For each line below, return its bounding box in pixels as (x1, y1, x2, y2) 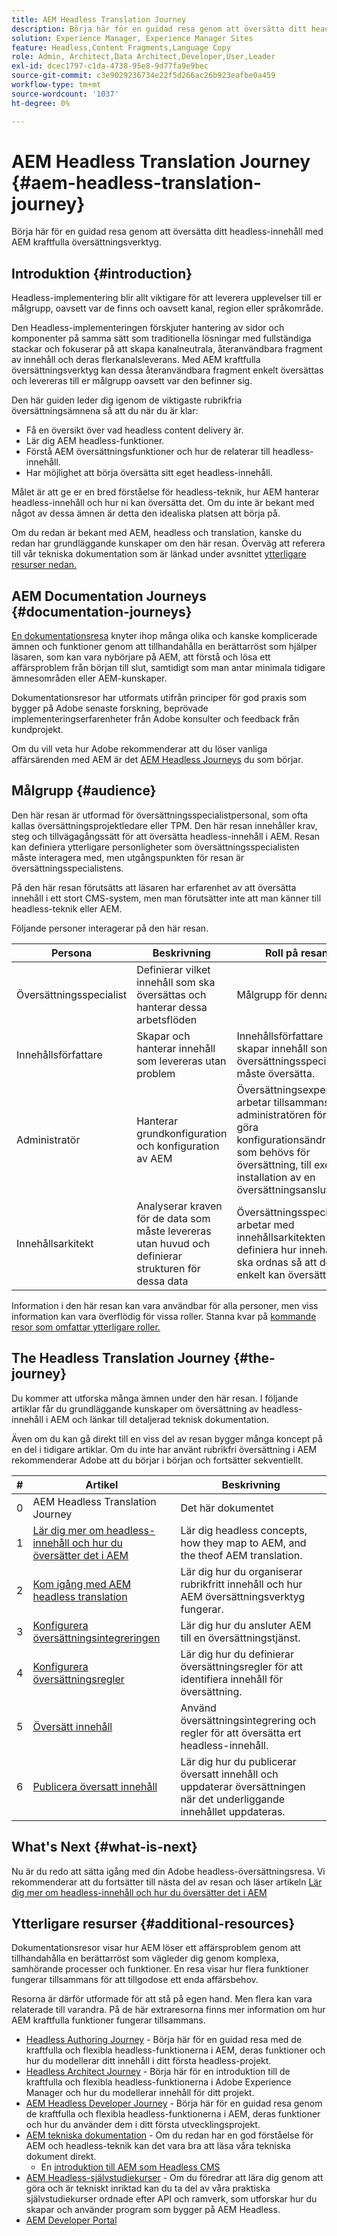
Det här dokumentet (180, 1501, 274, 1515)
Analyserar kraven (136, 1199, 223, 1213)
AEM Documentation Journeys (11, 587, 208, 605)
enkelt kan (236, 1267, 286, 1281)
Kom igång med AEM (32, 1577, 132, 1591)
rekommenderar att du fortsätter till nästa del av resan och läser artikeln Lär (11, 1876, 323, 1888)
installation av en (236, 1170, 316, 1184)
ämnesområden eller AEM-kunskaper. (11, 672, 168, 685)
